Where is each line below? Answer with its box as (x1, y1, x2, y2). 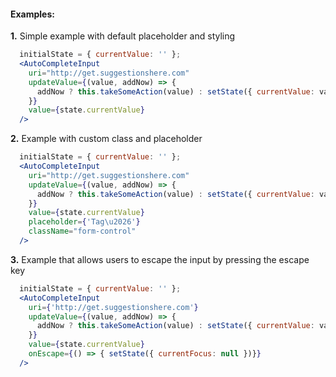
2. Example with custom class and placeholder (10, 133, 203, 145)
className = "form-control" (28, 226, 137, 237)
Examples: (10, 8, 55, 20)
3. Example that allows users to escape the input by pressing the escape (10, 253, 310, 265)
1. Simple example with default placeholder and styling (10, 30, 236, 42)
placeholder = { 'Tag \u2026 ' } (28, 217, 141, 227)
